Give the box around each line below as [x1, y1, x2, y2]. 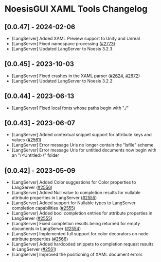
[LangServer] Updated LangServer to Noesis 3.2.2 [11, 78, 113, 83]
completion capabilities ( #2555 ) [11, 205, 76, 211]
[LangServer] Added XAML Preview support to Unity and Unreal [11, 35, 140, 41]
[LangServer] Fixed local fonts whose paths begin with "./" [11, 105, 129, 111]
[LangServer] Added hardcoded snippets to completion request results [11, 241, 154, 247]
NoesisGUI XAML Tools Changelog [4, 3, 148, 15]
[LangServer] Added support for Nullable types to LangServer [11, 200, 136, 206]
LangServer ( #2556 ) [11, 184, 53, 190]
